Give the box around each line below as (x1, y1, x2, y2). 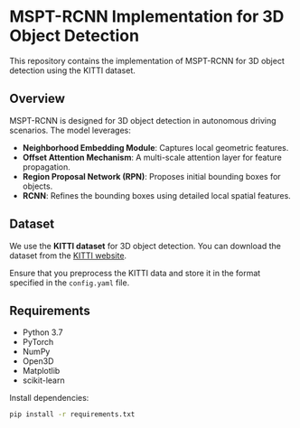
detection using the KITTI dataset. (9, 65, 136, 76)
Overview (9, 91, 66, 107)
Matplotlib (22, 366, 61, 377)
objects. (22, 181, 53, 191)
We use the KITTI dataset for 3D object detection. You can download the (9, 240, 282, 251)
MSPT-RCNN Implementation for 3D (9, 6, 285, 27)
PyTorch (22, 337, 54, 348)
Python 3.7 (22, 327, 63, 338)
